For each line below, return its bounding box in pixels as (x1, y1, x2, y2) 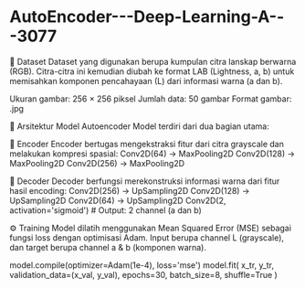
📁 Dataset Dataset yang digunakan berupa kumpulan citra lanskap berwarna (9, 56, 297, 67)
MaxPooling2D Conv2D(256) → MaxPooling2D (9, 157, 185, 168)
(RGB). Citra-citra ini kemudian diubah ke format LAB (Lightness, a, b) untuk (9, 66, 295, 77)
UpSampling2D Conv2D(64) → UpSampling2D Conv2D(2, (9, 195, 226, 206)
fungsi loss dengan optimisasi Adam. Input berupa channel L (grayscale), (9, 231, 285, 243)
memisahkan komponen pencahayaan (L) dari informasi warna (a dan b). (9, 75, 283, 86)
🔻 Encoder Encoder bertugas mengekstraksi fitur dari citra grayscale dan (9, 138, 285, 149)
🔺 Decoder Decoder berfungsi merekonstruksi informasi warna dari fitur (9, 176, 280, 187)
